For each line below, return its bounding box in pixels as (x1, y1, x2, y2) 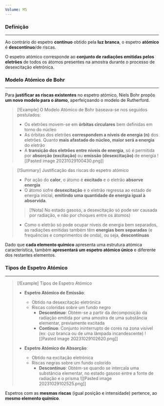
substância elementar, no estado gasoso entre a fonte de (39, 370, 154, 376)
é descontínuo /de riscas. (5, 44, 56, 50)
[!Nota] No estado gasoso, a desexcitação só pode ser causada (29, 207, 158, 213)
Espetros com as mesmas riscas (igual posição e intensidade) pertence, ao (5, 390, 157, 396)
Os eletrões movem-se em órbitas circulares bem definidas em (24, 121, 153, 127)
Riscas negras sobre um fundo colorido (31, 359, 111, 365)
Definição (5, 23, 29, 30)
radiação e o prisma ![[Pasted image (39, 375, 112, 381)
